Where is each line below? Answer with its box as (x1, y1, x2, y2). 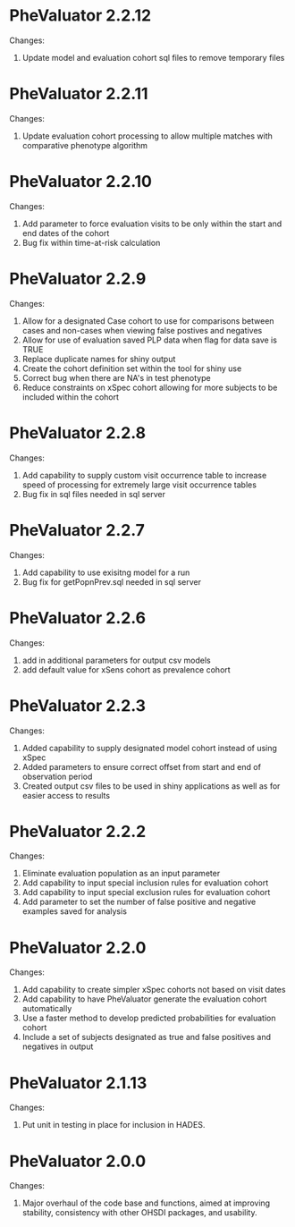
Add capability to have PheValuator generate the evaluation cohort (21, 994, 267, 1004)
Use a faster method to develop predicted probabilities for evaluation (21, 1012, 276, 1024)
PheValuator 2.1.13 (9, 1072, 147, 1093)
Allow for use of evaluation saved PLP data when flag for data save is (21, 334, 277, 345)
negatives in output (21, 1041, 94, 1052)
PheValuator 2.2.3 (9, 695, 146, 715)
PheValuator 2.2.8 (9, 422, 146, 443)
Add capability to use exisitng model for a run (21, 567, 190, 578)
